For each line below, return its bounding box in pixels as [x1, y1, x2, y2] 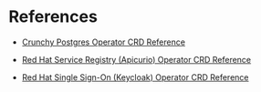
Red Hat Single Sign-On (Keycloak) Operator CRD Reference [21, 71, 249, 83]
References [8, 6, 98, 27]
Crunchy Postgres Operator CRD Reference [21, 36, 186, 47]
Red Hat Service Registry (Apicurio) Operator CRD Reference [21, 54, 252, 65]
